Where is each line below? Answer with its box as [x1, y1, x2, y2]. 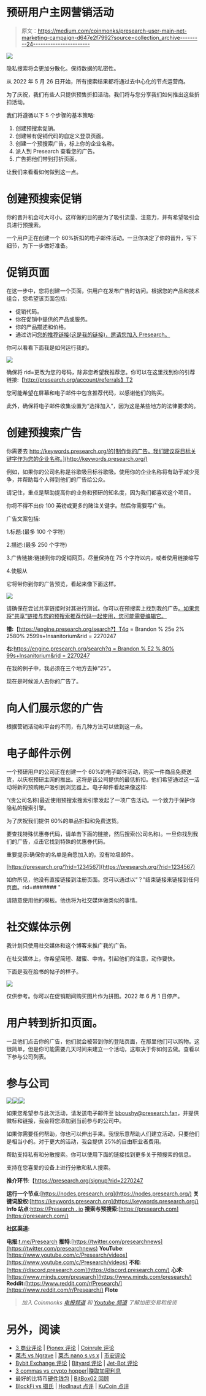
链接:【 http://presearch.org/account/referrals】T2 [6, 376, 133, 384]
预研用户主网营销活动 [6, 6, 115, 20]
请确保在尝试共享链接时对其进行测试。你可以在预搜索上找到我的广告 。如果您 [6, 604, 200, 612]
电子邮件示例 [6, 746, 72, 760]
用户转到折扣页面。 [6, 1016, 104, 1030]
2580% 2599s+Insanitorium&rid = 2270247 [6, 632, 116, 639]
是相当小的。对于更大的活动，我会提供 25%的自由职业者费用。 [6, 1138, 165, 1145]
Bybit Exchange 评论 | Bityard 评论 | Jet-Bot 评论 [15, 1360, 138, 1367]
